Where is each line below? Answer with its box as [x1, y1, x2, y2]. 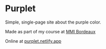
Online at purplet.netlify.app [5, 38, 61, 44]
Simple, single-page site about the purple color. [5, 19, 102, 25]
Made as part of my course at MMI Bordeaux [5, 28, 96, 34]
